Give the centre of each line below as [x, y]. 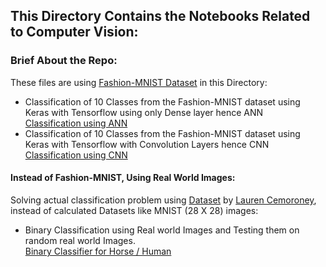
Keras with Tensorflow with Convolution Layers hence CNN [147, 144]
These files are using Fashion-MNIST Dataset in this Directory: [139, 82]
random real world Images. [80, 240]
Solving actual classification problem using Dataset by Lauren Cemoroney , [163, 200]
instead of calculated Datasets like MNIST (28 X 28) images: [134, 210]
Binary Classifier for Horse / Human [98, 251]
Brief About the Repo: [64, 61]
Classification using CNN [76, 155]
